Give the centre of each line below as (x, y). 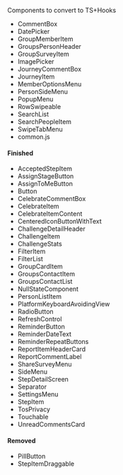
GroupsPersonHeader (49, 46)
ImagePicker (36, 62)
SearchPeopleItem (45, 122)
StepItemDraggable (46, 464)
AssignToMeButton (45, 184)
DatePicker (34, 32)
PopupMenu (35, 99)
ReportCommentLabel (49, 357)
